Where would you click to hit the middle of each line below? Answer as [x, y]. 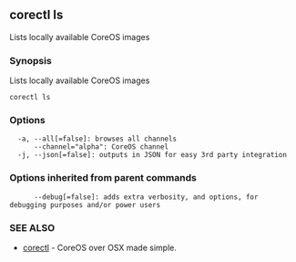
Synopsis [31, 60]
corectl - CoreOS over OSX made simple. [100, 247]
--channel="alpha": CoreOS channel [101, 147]
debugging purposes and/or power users [85, 204]
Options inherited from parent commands [103, 178]
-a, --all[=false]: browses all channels [97, 139]
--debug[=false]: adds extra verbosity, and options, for [146, 197]
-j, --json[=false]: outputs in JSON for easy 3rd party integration [152, 155]
